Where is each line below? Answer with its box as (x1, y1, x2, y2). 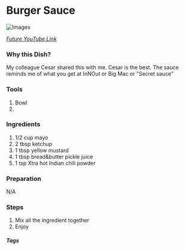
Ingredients (6, 120, 41, 129)
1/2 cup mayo (14, 133, 48, 141)
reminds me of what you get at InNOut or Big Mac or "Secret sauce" (6, 70, 174, 78)
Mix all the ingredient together (14, 217, 90, 224)
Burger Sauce (6, 4, 76, 17)
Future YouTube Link (6, 35, 57, 42)
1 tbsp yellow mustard (14, 147, 69, 154)
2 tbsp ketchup (14, 140, 53, 147)
